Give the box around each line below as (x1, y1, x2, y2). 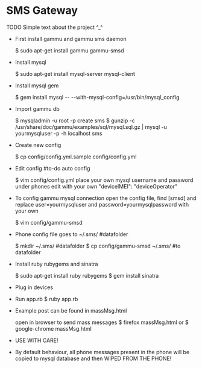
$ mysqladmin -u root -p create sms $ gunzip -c (14, 117, 136, 124)
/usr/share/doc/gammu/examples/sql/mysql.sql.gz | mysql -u (14, 123, 168, 130)
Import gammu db (14, 105, 60, 112)
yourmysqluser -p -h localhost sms (14, 129, 103, 137)
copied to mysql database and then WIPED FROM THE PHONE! (14, 355, 172, 362)
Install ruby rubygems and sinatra (14, 260, 98, 267)
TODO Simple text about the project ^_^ (6, 23, 103, 31)
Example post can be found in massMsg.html (14, 307, 127, 314)
